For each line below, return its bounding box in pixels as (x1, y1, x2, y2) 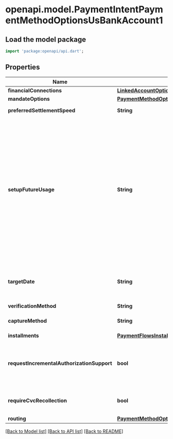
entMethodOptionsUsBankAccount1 (5, 14, 163, 26)
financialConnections (8, 86, 62, 94)
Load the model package (5, 35, 86, 44)
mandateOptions (8, 95, 50, 102)
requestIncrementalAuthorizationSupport (8, 359, 112, 366)
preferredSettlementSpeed (8, 107, 76, 114)
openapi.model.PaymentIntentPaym (5, 4, 163, 15)
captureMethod (8, 317, 47, 324)
